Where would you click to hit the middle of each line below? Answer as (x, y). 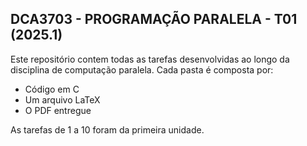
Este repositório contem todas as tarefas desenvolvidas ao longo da (150, 59)
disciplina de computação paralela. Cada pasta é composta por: (142, 69)
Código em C (52, 89)
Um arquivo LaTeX (62, 99)
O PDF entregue (58, 110)
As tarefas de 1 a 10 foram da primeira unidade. (107, 129)
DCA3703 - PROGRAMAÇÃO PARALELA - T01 (154, 19)
